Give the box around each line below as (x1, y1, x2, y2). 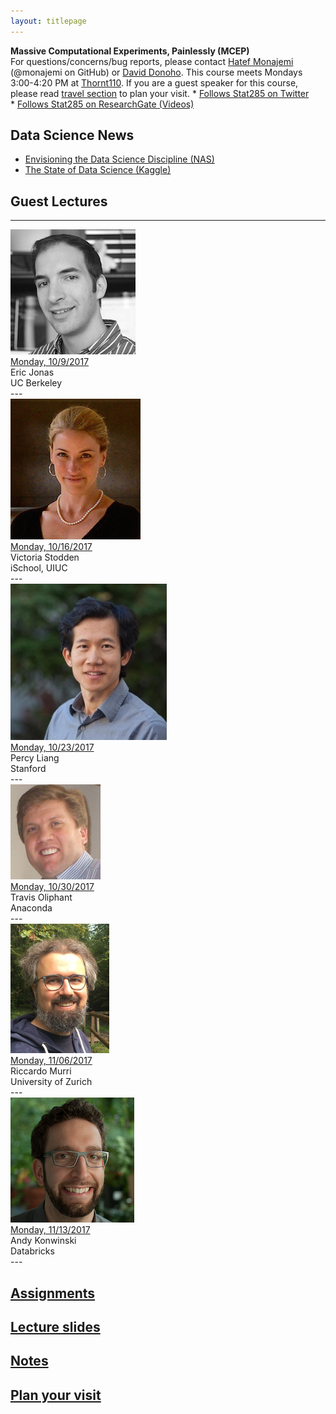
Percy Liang (10, 752, 60, 764)
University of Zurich (10, 1076, 93, 1088)
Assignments (10, 1285, 96, 1302)
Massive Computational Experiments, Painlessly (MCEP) (10, 45, 250, 57)
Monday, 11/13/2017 (10, 1224, 91, 1236)
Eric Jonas (10, 366, 55, 379)
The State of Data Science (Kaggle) (24, 164, 172, 176)
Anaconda (10, 902, 53, 914)
